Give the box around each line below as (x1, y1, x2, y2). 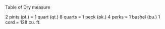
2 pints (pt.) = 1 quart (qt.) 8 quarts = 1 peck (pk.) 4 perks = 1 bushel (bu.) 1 (5, 14, 160, 19)
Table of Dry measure (5, 4, 50, 10)
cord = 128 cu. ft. (5, 19, 41, 25)
